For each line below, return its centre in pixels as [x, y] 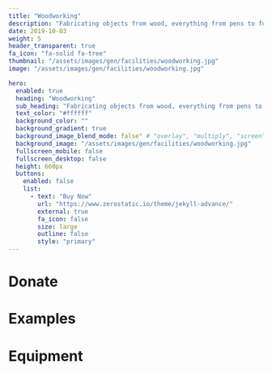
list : [32, 189]
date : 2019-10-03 [38, 31]
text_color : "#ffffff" [54, 114]
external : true [63, 212]
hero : [17, 83]
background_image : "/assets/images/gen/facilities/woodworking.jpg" [134, 144]
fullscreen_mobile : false [59, 151]
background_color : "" [52, 121]
